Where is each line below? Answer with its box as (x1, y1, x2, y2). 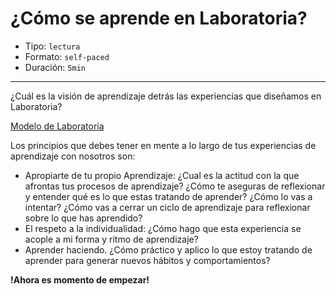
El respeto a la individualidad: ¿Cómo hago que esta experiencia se (24, 222, 302, 234)
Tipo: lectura (24, 40, 81, 52)
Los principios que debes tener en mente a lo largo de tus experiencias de (10, 139, 317, 151)
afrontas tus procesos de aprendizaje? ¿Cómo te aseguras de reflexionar (24, 180, 326, 192)
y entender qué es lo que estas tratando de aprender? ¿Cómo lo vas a (24, 190, 313, 202)
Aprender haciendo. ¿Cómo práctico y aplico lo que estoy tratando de (24, 243, 313, 256)
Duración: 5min (24, 61, 86, 73)
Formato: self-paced (24, 50, 110, 62)
